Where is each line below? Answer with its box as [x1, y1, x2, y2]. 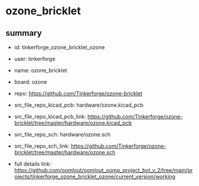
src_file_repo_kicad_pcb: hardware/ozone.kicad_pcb [14, 101, 144, 108]
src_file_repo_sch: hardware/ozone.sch [14, 131, 111, 138]
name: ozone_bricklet [14, 67, 67, 74]
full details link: [14, 160, 52, 168]
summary [5, 28, 42, 38]
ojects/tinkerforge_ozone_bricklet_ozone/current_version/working [14, 173, 176, 180]
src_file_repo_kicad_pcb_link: [14, 113, 86, 120]
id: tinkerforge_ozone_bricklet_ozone [14, 44, 105, 51]
